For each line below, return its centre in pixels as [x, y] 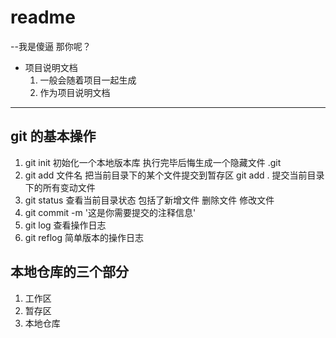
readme [43, 17]
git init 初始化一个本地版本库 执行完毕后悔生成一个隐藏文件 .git [153, 162]
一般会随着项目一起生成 [88, 80]
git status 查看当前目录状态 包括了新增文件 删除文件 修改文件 [149, 200]
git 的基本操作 [53, 136]
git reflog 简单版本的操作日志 [84, 237]
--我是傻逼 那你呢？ [51, 46]
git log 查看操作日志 [65, 225]
